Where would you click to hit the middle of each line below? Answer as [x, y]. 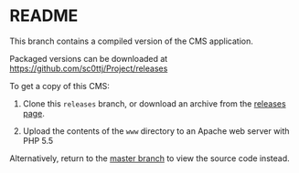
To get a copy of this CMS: [59, 86]
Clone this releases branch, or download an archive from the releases [154, 103]
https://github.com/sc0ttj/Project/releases [89, 68]
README [44, 16]
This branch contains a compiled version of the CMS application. [131, 41]
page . [34, 113]
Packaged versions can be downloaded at [89, 58]
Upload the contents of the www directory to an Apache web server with [156, 131]
